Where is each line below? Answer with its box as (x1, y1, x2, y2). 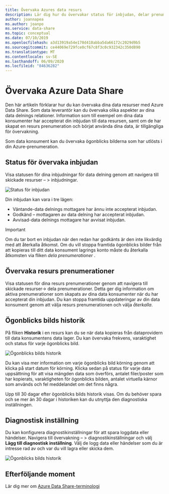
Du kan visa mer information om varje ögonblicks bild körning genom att (5, 360, 155, 366)
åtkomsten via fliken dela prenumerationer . (5, 252, 96, 258)
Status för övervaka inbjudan (5, 158, 98, 167)
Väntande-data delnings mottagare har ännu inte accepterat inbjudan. (12, 206, 157, 212)
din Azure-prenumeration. (5, 144, 59, 150)
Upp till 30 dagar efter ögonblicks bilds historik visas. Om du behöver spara (5, 391, 162, 397)
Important (5, 226, 26, 232)
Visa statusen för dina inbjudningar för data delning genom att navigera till (5, 172, 159, 178)
